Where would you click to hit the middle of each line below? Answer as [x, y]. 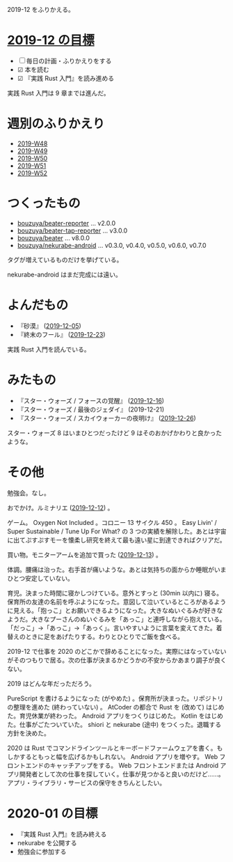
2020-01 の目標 [53, 813]
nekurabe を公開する [47, 843]
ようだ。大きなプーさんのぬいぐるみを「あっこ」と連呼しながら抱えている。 [116, 619]
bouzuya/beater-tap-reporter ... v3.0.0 [72, 230]
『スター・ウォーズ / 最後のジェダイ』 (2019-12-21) [91, 409]
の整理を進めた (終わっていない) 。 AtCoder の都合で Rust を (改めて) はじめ [116, 707]
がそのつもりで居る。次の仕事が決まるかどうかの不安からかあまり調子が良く [117, 660]
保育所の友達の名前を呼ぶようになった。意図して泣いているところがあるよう [117, 602]
